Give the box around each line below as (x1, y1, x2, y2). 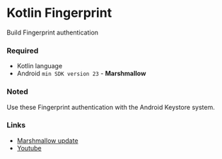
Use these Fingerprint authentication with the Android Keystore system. (6, 103, 215, 111)
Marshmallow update (16, 136, 78, 145)
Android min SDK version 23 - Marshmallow (16, 69, 146, 78)
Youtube (16, 144, 42, 152)
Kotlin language (16, 62, 63, 70)
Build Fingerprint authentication (6, 28, 99, 37)
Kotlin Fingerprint (6, 5, 112, 21)
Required (6, 46, 39, 56)
